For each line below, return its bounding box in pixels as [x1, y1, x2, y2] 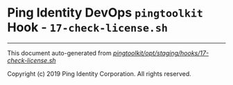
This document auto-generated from [7, 48, 112, 57]
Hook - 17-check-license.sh [7, 19, 169, 35]
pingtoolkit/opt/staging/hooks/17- [113, 48, 209, 57]
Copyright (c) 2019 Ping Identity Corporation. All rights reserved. [7, 69, 192, 77]
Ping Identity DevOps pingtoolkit [7, 5, 203, 21]
